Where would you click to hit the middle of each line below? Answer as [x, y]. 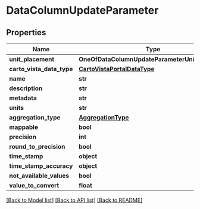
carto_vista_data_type [41, 69]
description [26, 88]
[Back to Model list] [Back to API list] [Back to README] [74, 200]
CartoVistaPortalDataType [116, 69]
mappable [24, 127]
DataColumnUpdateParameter [82, 10]
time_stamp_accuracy [41, 166]
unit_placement [32, 59]
